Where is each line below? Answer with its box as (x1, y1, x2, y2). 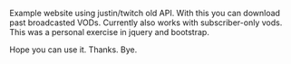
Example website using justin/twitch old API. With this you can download (9, 8, 281, 18)
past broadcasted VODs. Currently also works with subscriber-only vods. (9, 17, 283, 28)
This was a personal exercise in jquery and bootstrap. (9, 27, 210, 37)
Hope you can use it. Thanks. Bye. (9, 44, 138, 55)
